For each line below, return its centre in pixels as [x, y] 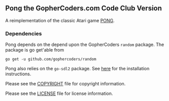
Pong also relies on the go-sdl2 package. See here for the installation [77, 69]
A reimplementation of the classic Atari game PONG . [60, 20]
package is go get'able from [35, 50]
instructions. [18, 74]
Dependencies [24, 33]
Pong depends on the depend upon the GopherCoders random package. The [85, 44]
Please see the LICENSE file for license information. [59, 93]
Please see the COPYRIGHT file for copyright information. [65, 84]
